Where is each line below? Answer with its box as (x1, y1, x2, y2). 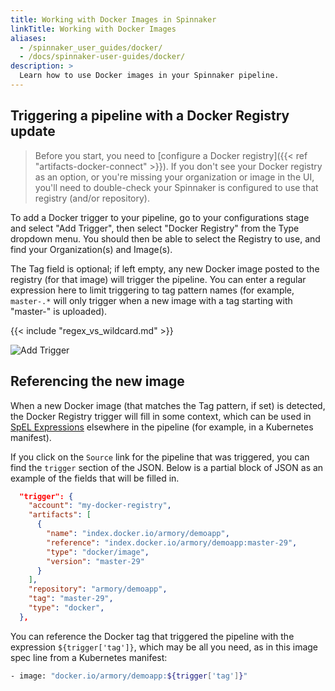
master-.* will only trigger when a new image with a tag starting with (10, 294, 293, 306)
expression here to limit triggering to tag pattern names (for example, (10, 284, 295, 296)
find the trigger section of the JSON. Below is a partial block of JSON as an (10, 461, 324, 473)
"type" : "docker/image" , (46, 547, 150, 557)
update (10, 123, 56, 140)
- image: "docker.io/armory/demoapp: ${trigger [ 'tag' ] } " (10, 671, 248, 681)
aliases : (10, 33, 47, 43)
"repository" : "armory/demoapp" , (28, 584, 168, 595)
